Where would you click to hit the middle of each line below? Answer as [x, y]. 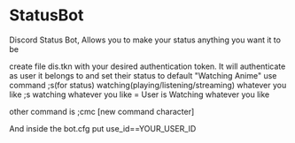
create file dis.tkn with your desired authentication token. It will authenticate [147, 66]
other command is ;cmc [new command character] [102, 111]
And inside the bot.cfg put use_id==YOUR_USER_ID [103, 128]
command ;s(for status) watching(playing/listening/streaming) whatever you [148, 85]
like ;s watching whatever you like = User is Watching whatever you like [140, 94]
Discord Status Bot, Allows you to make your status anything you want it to [145, 40]
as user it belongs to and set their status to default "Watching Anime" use [143, 75]
